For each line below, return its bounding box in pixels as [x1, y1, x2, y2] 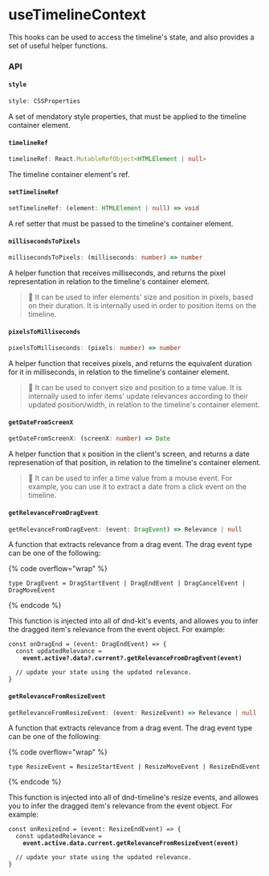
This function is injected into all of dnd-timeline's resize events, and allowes [8, 792, 259, 802]
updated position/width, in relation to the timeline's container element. [27, 400, 260, 409]
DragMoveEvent [8, 586, 56, 594]
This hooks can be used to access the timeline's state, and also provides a [8, 32, 255, 42]
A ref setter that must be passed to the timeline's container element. [8, 219, 234, 228]
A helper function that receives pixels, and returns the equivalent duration [8, 359, 252, 368]
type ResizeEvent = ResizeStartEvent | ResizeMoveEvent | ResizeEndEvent [8, 763, 261, 771]
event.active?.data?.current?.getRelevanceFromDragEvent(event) [22, 654, 243, 663]
